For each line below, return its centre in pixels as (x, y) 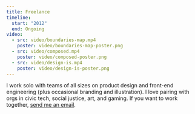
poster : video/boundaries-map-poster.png (70, 46)
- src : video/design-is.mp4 (47, 62)
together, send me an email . (41, 105)
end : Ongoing (28, 29)
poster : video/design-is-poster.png (64, 68)
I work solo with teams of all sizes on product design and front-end (90, 85)
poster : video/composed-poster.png (62, 57)
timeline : (19, 18)
